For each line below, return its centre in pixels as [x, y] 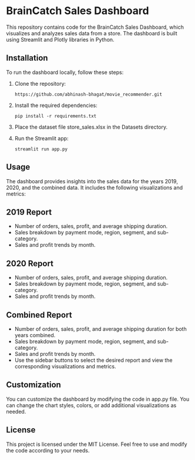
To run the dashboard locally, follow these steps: [65, 72]
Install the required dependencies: [56, 105]
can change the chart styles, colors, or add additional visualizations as [91, 405]
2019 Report [29, 212]
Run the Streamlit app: [41, 138]
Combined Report [39, 315]
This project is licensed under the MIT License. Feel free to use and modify [97, 444]
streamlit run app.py [41, 149]
